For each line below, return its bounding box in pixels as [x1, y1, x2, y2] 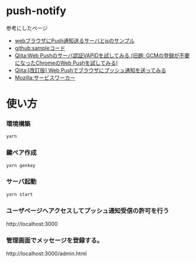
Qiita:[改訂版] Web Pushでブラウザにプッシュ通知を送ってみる [14, 66, 166, 73]
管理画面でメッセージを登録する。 [6, 236, 104, 244]
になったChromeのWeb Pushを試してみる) [14, 59, 118, 66]
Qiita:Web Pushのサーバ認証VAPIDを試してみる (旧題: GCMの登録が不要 [14, 52, 190, 59]
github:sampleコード [14, 44, 66, 52]
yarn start [6, 191, 33, 197]
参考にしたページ [6, 24, 48, 31]
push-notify [6, 4, 66, 18]
